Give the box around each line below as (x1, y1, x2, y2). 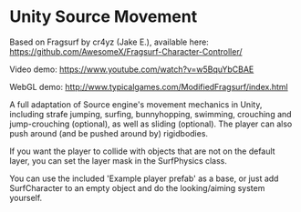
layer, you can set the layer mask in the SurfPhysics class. (9, 155, 228, 166)
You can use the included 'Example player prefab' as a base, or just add (9, 173, 279, 184)
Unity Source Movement (9, 6, 198, 27)
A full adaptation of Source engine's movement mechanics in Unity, (9, 98, 263, 110)
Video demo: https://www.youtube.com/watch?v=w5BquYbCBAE (9, 64, 254, 75)
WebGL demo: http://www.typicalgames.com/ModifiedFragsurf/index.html (9, 81, 289, 92)
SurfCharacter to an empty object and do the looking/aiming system (9, 182, 265, 193)
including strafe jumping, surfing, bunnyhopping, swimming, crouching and (9, 108, 292, 119)
